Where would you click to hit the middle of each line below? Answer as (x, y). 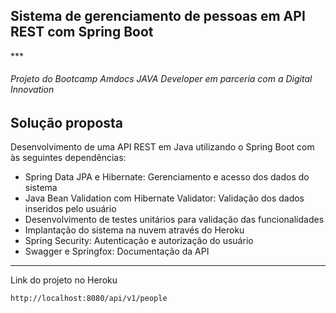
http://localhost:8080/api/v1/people (89, 299)
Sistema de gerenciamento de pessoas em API (158, 16)
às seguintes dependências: (68, 158)
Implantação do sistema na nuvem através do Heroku (134, 230)
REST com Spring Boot (82, 32)
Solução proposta (67, 123)
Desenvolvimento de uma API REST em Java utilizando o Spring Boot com (162, 147)
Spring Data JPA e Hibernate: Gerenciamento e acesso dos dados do (167, 177)
